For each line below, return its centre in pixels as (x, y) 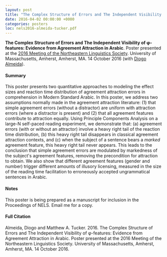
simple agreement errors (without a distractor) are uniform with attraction (81, 108)
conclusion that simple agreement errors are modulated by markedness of (82, 150)
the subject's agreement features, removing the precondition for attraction (82, 156)
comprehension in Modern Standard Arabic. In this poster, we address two (82, 97)
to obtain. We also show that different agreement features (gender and (78, 161)
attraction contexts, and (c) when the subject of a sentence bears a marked (83, 140)
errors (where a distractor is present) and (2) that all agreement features (79, 113)
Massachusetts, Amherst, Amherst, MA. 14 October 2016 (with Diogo (76, 59)
